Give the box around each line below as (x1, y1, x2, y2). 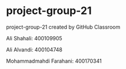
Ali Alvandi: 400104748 (6, 46, 63, 53)
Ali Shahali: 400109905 (6, 34, 63, 42)
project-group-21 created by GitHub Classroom (6, 23, 121, 30)
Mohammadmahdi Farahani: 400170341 (6, 57, 102, 64)
